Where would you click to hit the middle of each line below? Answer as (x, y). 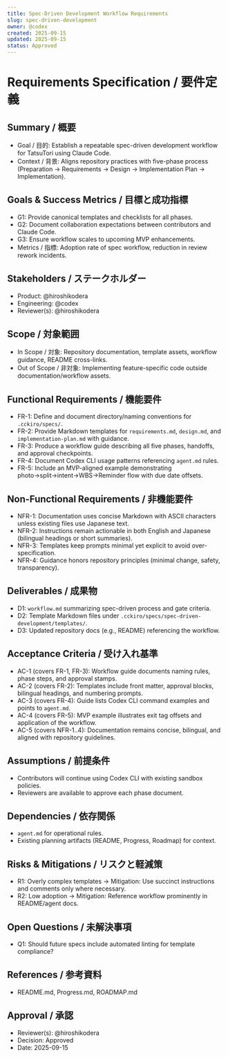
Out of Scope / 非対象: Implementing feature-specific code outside (112, 368)
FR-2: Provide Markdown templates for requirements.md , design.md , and (119, 431)
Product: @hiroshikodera (53, 296)
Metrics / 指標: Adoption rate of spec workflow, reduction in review (112, 247)
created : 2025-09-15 (37, 33)
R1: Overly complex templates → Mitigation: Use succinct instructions (116, 882)
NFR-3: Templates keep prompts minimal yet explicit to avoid (104, 545)
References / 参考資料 (55, 975)
